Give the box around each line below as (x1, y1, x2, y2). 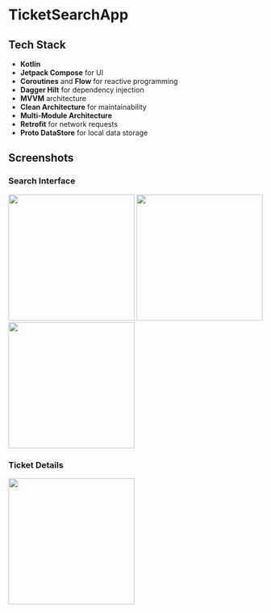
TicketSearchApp (8, 6, 129, 24)
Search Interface (8, 175, 76, 187)
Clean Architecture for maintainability (19, 103, 147, 111)
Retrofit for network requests (19, 120, 119, 128)
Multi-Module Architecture (19, 111, 113, 120)
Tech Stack (8, 38, 66, 52)
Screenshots (8, 151, 74, 165)
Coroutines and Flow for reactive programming (19, 77, 178, 86)
